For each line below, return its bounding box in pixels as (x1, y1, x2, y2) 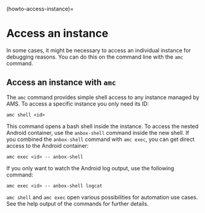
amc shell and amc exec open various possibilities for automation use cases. (6, 193, 198, 201)
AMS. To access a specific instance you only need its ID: (6, 100, 149, 107)
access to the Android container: (6, 142, 89, 149)
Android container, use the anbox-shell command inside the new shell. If (6, 129, 190, 136)
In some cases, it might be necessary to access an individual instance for (6, 46, 192, 54)
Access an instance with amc (6, 78, 116, 88)
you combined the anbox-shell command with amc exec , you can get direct (6, 135, 195, 143)
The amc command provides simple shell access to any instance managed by (6, 93, 199, 101)
